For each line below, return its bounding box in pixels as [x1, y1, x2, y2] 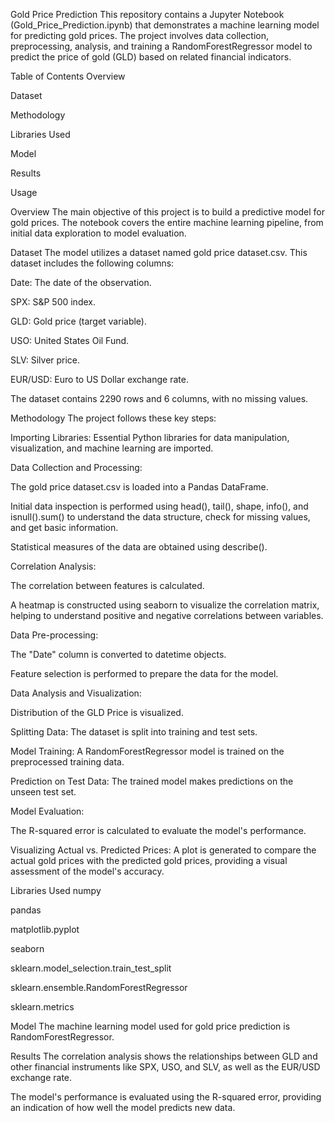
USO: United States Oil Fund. [10, 335, 130, 346]
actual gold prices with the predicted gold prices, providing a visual [10, 855, 288, 866]
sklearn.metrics [10, 1001, 75, 1013]
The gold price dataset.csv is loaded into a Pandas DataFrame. [10, 481, 269, 493]
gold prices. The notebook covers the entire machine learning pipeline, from [10, 217, 324, 228]
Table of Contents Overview [10, 70, 126, 82]
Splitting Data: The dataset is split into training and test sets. [10, 726, 258, 738]
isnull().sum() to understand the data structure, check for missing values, [10, 511, 311, 523]
